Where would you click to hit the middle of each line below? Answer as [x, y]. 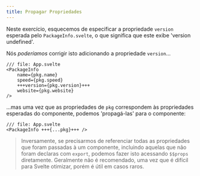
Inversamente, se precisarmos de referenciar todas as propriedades [105, 141]
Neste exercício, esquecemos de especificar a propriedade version [90, 29]
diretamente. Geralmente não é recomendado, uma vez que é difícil [105, 160]
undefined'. [20, 41]
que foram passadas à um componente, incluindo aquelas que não [104, 147]
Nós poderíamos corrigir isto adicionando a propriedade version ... [89, 53]
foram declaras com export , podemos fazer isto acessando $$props [105, 153]
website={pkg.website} [45, 91]
